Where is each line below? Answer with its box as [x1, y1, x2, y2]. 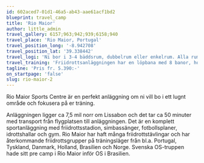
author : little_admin [6, 25, 61, 32]
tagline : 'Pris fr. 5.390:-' [6, 65, 80, 72]
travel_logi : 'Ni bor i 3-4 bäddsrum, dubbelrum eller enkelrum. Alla [6, 54, 189, 60]
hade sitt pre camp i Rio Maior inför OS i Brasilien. [6, 150, 131, 158]
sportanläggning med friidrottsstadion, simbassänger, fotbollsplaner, [6, 124, 177, 131]
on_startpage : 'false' [6, 71, 64, 77]
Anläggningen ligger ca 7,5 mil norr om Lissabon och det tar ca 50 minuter [6, 111, 192, 119]
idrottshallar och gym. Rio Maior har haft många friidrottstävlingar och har [6, 131, 190, 138]
